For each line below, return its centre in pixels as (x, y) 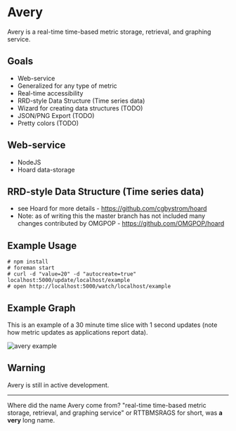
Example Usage (42, 246)
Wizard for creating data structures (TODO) (80, 108)
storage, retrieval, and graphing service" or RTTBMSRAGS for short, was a (115, 413)
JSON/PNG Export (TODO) (56, 115)
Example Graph (41, 308)
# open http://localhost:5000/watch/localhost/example (89, 287)
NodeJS (29, 162)
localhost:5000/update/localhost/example (69, 281)
